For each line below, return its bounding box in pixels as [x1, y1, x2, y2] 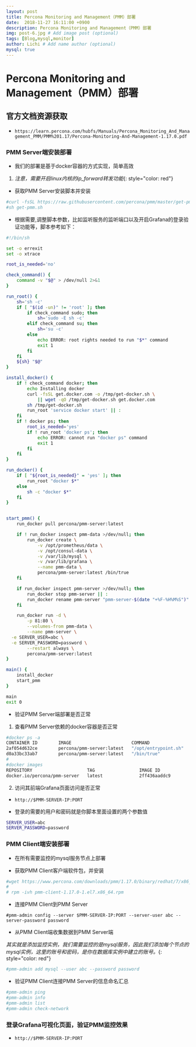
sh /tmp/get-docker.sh [27, 402, 82, 408]
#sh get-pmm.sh [6, 204, 43, 210]
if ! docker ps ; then [16, 418, 69, 425]
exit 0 [6, 699, 22, 705]
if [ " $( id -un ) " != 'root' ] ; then [16, 304, 106, 311]
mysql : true [6, 47, 35, 53]
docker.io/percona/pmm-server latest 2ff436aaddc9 [6, 773, 171, 779]
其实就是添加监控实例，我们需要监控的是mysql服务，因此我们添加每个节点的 [6, 941, 190, 948]
